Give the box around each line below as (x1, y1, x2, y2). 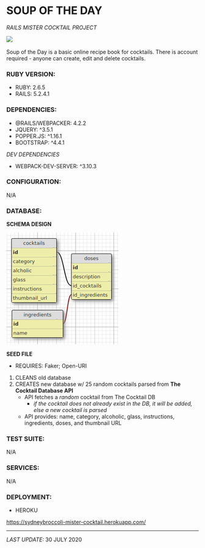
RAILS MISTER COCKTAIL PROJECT (6, 24, 98, 31)
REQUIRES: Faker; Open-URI (15, 362, 87, 369)
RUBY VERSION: (6, 69, 56, 78)
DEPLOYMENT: (6, 493, 52, 501)
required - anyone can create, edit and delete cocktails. (6, 54, 146, 62)
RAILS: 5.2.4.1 (15, 90, 50, 98)
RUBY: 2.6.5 (15, 84, 46, 91)
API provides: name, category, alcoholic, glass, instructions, (24, 413, 175, 421)
